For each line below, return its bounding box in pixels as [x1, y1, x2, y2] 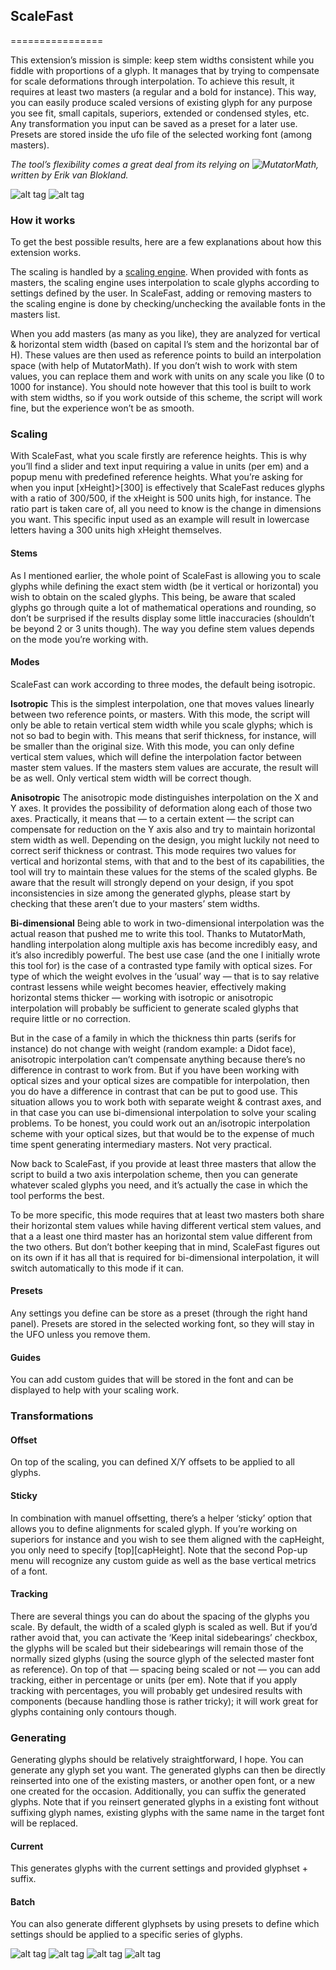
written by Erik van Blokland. [10, 169, 129, 181]
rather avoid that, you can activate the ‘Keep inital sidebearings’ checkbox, [10, 1631, 318, 1643]
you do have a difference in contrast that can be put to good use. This [10, 1085, 298, 1097]
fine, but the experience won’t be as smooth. [10, 402, 195, 414]
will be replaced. [10, 1817, 79, 1829]
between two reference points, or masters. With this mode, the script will [10, 708, 310, 720]
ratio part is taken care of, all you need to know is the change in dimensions [10, 503, 322, 515]
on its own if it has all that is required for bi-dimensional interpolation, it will [10, 1251, 320, 1263]
